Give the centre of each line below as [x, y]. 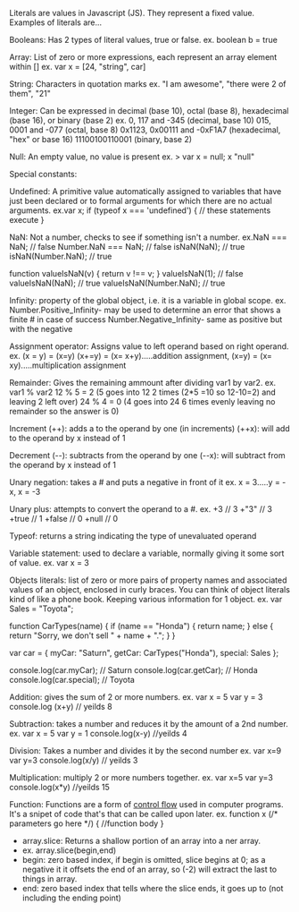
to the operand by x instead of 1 [67, 438]
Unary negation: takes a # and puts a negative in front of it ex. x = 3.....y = [145, 482]
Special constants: [43, 174]
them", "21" [30, 94]
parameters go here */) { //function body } [87, 823]
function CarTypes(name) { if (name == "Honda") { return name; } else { [141, 626]
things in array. [50, 879]
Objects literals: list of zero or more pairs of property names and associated [148, 580]
